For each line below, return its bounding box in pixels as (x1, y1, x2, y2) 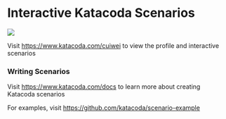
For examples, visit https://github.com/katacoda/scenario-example (7, 104, 200, 112)
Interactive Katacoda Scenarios (7, 5, 195, 21)
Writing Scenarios (7, 66, 70, 76)
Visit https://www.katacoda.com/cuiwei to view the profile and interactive (7, 41, 220, 50)
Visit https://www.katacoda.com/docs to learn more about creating (7, 82, 201, 91)
